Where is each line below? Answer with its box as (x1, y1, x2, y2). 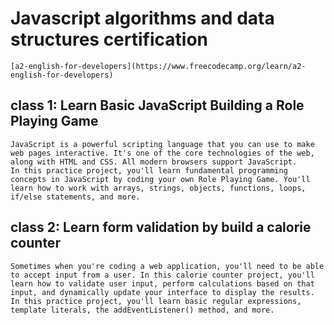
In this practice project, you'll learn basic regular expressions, (10, 296, 302, 306)
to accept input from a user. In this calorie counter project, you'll (10, 270, 315, 280)
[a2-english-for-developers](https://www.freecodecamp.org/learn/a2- (10, 61, 307, 71)
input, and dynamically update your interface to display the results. (10, 287, 315, 297)
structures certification (10, 28, 208, 51)
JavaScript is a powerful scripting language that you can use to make (10, 139, 315, 149)
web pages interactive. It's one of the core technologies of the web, (10, 148, 315, 158)
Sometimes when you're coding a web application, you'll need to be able (10, 261, 325, 271)
